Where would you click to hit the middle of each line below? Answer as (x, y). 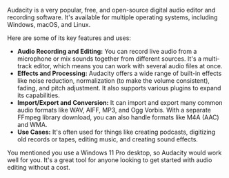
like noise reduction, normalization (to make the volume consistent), (113, 81)
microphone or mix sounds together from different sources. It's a (109, 59)
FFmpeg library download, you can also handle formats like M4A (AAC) (118, 117)
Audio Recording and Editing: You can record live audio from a (107, 51)
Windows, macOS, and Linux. (49, 24)
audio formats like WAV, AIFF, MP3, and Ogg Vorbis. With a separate (114, 110)
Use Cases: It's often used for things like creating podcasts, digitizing (116, 132)
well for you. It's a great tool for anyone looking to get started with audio (110, 160)
